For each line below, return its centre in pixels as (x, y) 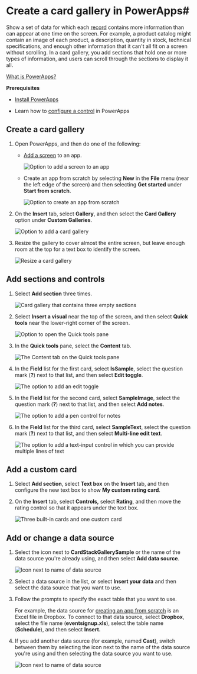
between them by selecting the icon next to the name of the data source (102, 647)
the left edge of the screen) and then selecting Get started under (103, 184)
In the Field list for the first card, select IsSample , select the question (99, 369)
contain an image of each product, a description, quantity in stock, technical (99, 40)
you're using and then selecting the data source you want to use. (93, 654)
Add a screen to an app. (52, 155)
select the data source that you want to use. (68, 588)
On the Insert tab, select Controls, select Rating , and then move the (98, 502)
